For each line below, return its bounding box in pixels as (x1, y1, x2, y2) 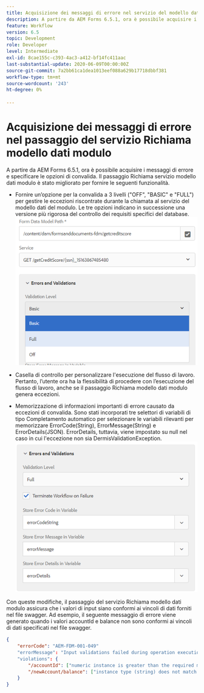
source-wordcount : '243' (6, 80, 69, 86)
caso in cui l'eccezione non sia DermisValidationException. (15, 435, 162, 442)
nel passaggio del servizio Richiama (6, 133, 191, 147)
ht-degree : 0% (6, 87, 42, 93)
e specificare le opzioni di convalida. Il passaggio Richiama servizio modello (6, 172, 196, 179)
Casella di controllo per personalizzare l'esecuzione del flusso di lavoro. (15, 371, 195, 378)
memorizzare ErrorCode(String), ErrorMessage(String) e (15, 422, 157, 429)
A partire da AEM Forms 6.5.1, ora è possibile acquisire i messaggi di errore (6, 166, 194, 173)
